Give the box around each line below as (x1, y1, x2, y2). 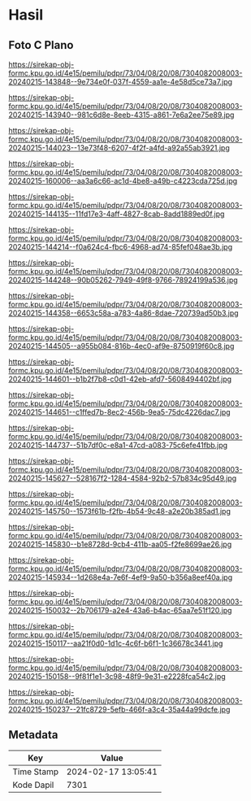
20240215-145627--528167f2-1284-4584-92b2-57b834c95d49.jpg (8, 473, 237, 483)
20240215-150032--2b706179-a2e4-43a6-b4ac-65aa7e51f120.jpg (8, 606, 232, 615)
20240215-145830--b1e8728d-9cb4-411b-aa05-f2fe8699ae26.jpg (8, 539, 232, 549)
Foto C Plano (8, 38, 74, 52)
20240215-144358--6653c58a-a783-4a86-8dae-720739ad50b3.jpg (8, 308, 239, 318)
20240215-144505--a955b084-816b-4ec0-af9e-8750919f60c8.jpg (8, 342, 235, 350)
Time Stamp (12, 766, 59, 777)
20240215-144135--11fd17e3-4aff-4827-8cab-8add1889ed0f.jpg (8, 209, 225, 219)
